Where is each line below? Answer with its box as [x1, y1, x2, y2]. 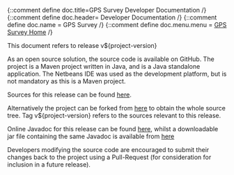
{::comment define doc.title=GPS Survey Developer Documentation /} [7, 6, 207, 14]
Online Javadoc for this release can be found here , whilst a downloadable [7, 125, 219, 133]
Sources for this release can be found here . [7, 90, 132, 99]
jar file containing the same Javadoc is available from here [7, 132, 175, 140]
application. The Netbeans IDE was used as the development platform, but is [7, 69, 227, 78]
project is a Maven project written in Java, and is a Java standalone [7, 62, 201, 70]
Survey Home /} [7, 28, 54, 36]
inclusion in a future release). [7, 160, 91, 169]
